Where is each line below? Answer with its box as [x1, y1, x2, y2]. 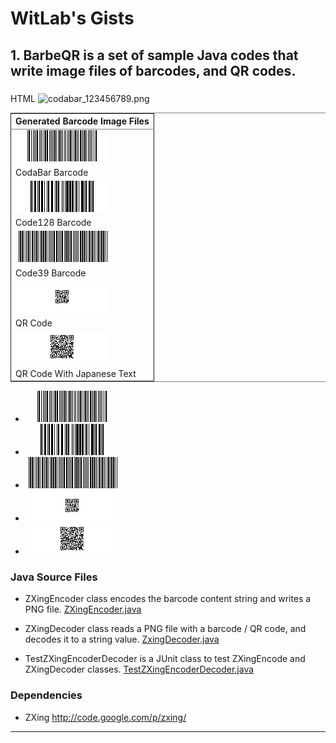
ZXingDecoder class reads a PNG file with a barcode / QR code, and [24, 623, 307, 635]
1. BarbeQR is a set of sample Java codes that [10, 47, 299, 64]
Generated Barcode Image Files [15, 115, 150, 127]
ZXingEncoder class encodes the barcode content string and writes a [24, 593, 312, 605]
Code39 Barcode [15, 267, 87, 279]
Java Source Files [10, 570, 98, 584]
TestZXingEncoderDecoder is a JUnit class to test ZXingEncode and [24, 653, 306, 665]
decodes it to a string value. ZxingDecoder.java [24, 633, 220, 646]
